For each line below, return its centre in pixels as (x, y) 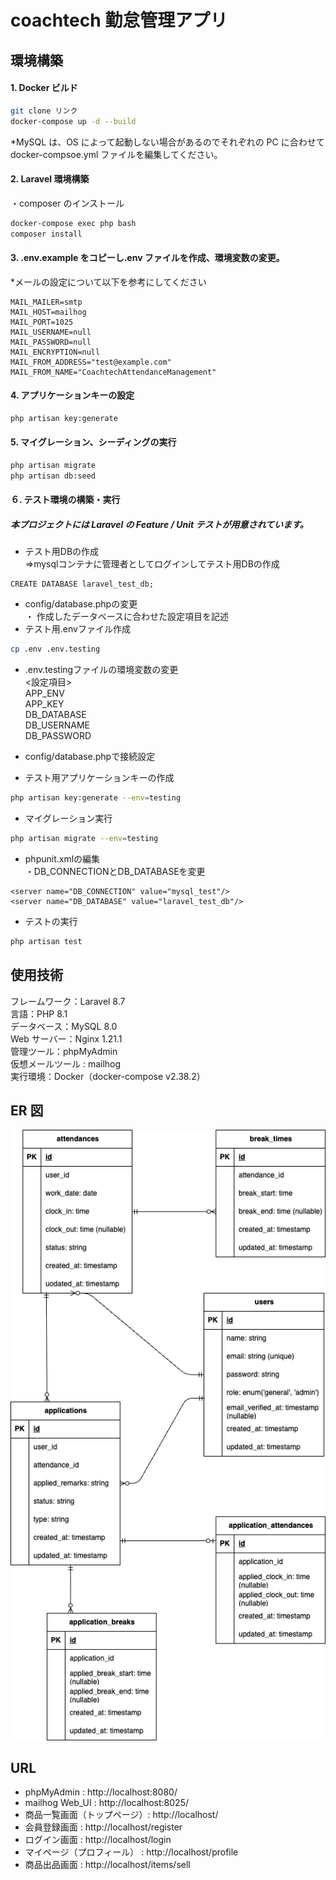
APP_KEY (44, 704)
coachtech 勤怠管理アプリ (119, 20)
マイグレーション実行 (68, 818)
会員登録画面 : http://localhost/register (103, 1827)
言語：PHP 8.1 (39, 1013)
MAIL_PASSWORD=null (51, 342)
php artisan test (46, 941)
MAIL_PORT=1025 (42, 322)
